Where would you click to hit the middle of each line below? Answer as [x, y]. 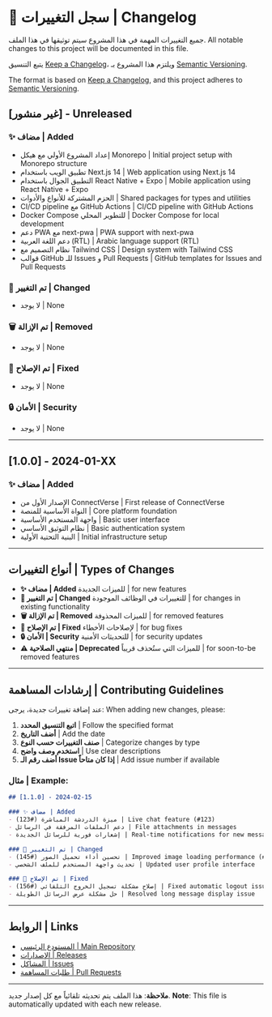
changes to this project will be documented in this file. [98, 48]
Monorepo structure [53, 163]
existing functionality [55, 607]
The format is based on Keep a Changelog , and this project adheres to [125, 79]
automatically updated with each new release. [85, 1004]
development [42, 224]
